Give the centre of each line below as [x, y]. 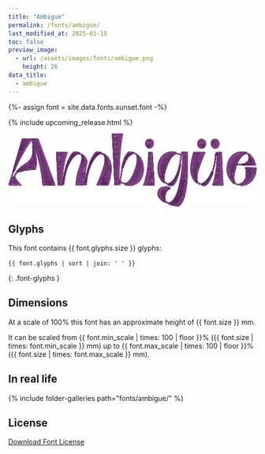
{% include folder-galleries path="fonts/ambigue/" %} [96, 398]
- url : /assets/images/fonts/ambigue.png [84, 59]
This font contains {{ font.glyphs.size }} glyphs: [85, 248]
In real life [33, 379]
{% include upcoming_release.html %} [71, 122]
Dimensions [38, 303]
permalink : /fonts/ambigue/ [54, 25]
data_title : [28, 75]
